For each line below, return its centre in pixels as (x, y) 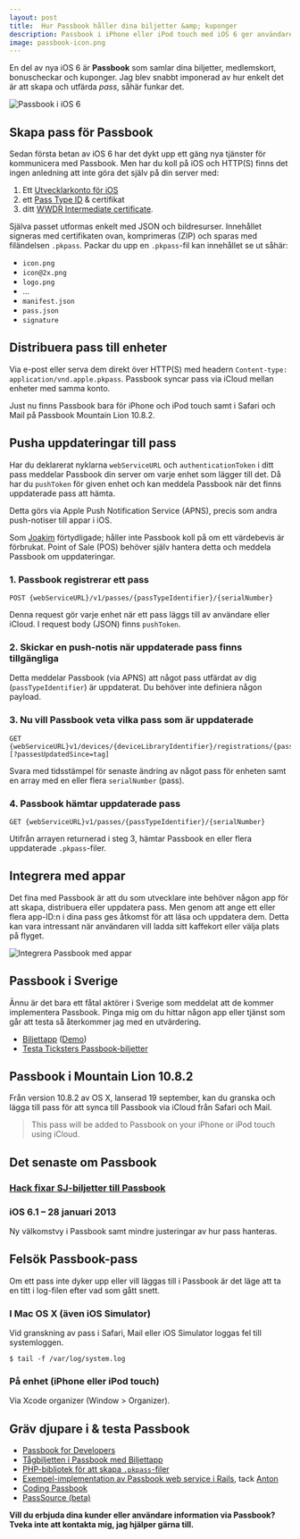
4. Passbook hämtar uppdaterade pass (95, 803)
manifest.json (48, 302)
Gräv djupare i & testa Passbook (100, 1429)
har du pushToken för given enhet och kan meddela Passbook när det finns (146, 484)
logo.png (38, 282)
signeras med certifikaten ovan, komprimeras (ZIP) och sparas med (133, 236)
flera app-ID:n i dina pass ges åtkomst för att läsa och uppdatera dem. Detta (149, 916)
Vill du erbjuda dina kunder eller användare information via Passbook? (142, 1515)
